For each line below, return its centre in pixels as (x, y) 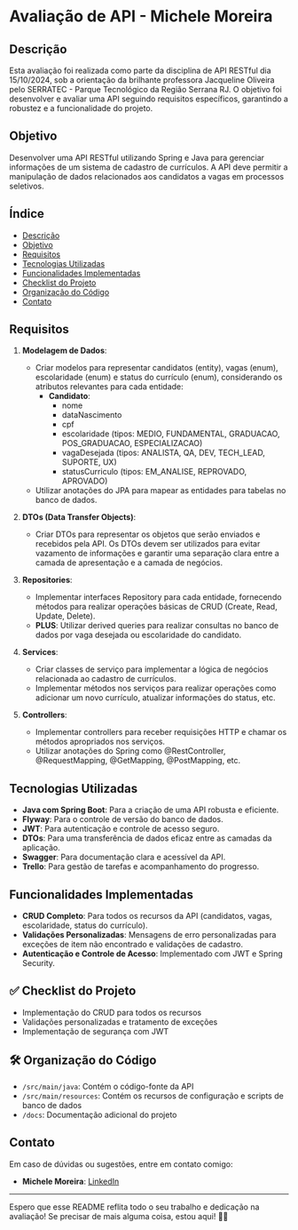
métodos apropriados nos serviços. (100, 742)
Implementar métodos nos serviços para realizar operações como (156, 688)
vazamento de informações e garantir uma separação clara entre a (157, 554)
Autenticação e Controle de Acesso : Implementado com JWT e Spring (153, 954)
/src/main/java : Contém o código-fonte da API (108, 1086)
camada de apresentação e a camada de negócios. (129, 563)
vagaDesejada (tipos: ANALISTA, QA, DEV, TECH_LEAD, (164, 453)
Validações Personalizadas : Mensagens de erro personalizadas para (149, 935)
